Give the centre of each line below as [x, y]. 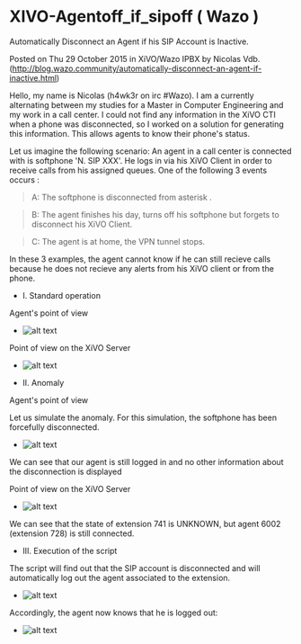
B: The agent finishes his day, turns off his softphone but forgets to [155, 214]
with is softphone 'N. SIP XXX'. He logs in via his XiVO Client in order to [141, 160]
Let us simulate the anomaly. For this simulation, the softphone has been [143, 417]
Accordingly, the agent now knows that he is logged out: [114, 613]
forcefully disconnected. [55, 427]
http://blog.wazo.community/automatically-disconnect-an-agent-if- [137, 68]
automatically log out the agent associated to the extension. [120, 577]
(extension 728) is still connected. [72, 533]
